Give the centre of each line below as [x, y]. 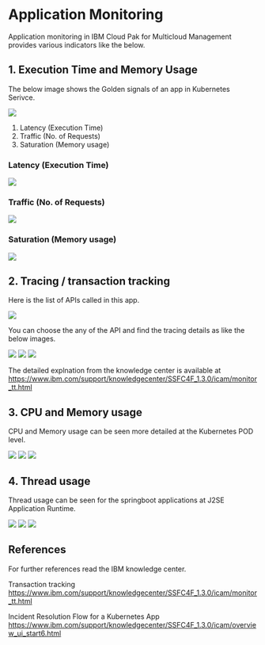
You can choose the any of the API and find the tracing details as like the [127, 330]
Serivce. [22, 97]
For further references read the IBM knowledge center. [97, 569]
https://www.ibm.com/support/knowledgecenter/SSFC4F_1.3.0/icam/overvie [132, 624]
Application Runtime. [42, 509]
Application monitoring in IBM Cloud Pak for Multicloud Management [120, 36]
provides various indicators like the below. [77, 44]
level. [17, 440]
